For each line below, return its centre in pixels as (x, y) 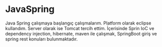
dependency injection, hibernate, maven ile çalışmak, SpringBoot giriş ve (81, 33)
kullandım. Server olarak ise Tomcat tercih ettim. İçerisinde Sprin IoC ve (80, 28)
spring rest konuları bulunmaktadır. (42, 39)
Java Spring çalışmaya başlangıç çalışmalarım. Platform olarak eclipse (78, 23)
